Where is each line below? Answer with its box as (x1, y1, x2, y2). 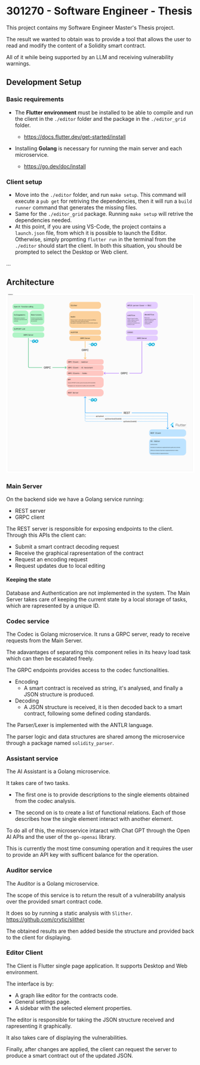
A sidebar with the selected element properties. (14, 1004, 133, 1012)
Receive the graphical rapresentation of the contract (14, 549, 144, 557)
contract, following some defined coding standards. (23, 710, 151, 717)
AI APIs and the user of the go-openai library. (6, 833, 116, 841)
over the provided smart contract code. (6, 897, 103, 905)
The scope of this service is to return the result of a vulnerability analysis (6, 891, 186, 899)
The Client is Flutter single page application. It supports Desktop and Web (6, 962, 188, 969)
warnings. (6, 60, 31, 67)
